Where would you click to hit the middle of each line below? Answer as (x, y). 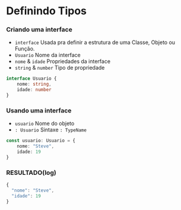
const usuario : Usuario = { (41, 141)
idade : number (34, 90)
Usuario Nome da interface (48, 55)
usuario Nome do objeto (45, 124)
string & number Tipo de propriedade (60, 68)
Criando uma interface (39, 30)
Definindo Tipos (47, 11)
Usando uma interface (39, 110)
